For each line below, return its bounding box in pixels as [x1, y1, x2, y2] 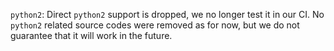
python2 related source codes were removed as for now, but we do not [10, 19, 300, 31]
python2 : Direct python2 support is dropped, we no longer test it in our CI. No [10, 9, 325, 20]
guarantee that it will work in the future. [10, 30, 173, 41]
